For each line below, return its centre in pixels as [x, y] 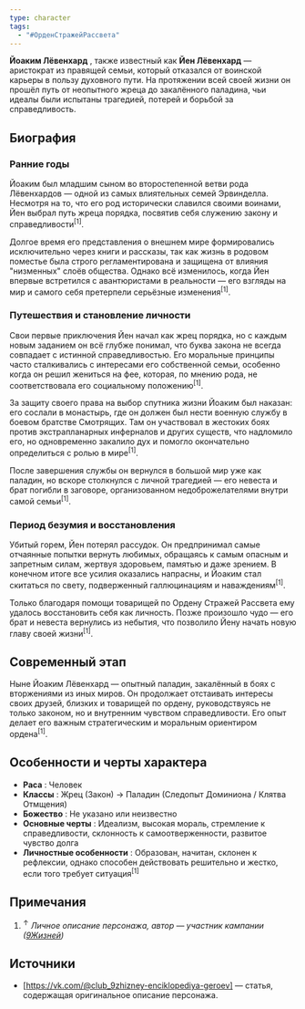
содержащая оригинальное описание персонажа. [120, 995]
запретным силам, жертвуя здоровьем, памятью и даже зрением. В [143, 564]
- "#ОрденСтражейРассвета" [69, 35]
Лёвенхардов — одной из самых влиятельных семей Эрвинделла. [139, 193]
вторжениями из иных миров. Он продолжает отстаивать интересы [142, 693]
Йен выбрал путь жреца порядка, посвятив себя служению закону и [143, 213]
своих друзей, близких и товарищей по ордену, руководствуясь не [140, 703]
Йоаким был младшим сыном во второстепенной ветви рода [129, 184]
